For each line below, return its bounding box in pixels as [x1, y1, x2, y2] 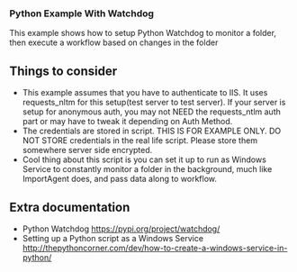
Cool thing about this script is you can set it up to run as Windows [22, 154, 267, 165]
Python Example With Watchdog [9, 7, 155, 20]
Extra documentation [9, 199, 130, 214]
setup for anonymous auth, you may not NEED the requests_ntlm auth [22, 106, 282, 117]
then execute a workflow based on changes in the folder [9, 37, 219, 48]
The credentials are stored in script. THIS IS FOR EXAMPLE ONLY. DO [22, 125, 282, 137]
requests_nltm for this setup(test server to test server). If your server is [22, 97, 286, 108]
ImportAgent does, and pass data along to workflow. [22, 174, 218, 185]
